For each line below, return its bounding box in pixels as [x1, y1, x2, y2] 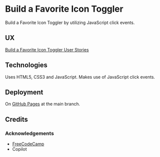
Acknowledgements [5, 130, 54, 136]
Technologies [5, 61, 48, 69]
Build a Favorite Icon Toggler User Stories [5, 46, 89, 52]
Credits [5, 115, 28, 123]
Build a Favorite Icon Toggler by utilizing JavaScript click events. [5, 20, 135, 25]
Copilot [12, 146, 27, 152]
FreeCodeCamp [12, 141, 45, 147]
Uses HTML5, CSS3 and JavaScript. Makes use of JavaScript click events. [5, 74, 155, 80]
